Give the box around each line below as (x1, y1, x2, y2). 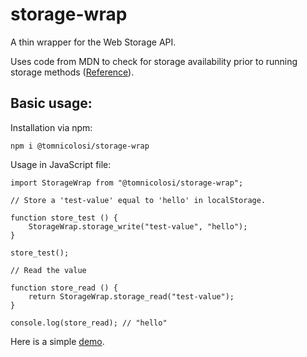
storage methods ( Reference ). (10, 66, 135, 78)
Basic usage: (10, 95, 93, 112)
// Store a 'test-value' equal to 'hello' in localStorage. (10, 195, 267, 205)
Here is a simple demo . (10, 335, 105, 347)
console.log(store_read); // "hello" (10, 318, 168, 328)
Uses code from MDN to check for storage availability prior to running (10, 55, 298, 67)
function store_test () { (10, 213, 118, 223)
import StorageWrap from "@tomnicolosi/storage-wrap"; (10, 178, 244, 188)
